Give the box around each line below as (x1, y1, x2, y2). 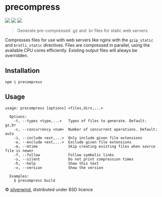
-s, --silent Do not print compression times (14, 157, 134, 161)
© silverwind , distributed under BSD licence (5, 186, 93, 192)
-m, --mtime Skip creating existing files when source (14, 144, 156, 149)
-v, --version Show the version (14, 165, 104, 170)
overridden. (5, 53, 28, 58)
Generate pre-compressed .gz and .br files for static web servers (17, 27, 148, 33)
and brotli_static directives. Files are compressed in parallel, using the (5, 42, 150, 48)
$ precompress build (14, 178, 55, 183)
